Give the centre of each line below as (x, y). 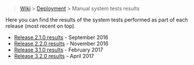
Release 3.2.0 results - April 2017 (54, 56)
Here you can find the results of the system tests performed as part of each (97, 20)
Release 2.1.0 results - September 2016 (61, 37)
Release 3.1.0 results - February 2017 (58, 50)
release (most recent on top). (41, 26)
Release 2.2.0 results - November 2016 (61, 44)
